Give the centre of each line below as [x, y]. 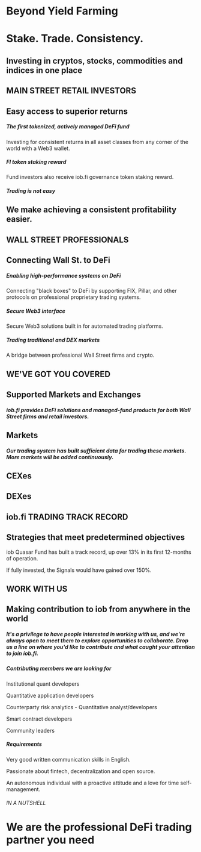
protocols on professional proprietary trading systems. [73, 297]
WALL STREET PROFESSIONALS [67, 240]
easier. [19, 219]
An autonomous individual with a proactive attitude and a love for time [93, 783]
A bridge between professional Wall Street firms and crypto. [80, 355]
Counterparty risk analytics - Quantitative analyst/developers [82, 707]
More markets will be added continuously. [60, 457]
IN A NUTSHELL [26, 803]
